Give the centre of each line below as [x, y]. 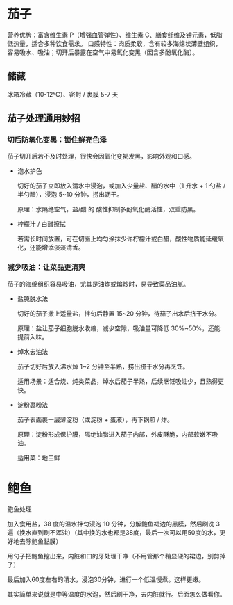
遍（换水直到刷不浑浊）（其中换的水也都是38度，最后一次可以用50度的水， [113, 532]
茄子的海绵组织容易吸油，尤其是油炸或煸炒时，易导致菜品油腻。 [98, 284]
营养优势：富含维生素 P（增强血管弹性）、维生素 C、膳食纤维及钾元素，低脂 [115, 35]
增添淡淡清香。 [63, 248]
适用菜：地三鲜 [38, 458]
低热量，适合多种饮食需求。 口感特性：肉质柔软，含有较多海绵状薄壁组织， [114, 43]
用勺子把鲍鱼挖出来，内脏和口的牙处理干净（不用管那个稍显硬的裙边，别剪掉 [116, 556]
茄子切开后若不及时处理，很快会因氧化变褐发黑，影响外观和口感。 [101, 156]
